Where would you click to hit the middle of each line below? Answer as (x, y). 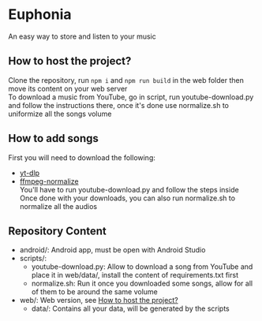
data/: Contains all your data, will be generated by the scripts (131, 308)
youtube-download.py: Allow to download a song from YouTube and (142, 267)
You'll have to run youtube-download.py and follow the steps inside (129, 189)
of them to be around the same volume (94, 292)
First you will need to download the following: (82, 157)
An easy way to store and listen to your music (82, 36)
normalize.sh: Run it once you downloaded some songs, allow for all (142, 284)
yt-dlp (30, 173)
